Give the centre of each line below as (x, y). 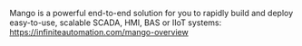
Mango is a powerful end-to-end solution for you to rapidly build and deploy (151, 13)
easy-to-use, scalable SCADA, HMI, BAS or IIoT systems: (116, 23)
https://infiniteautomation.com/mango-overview (99, 32)
